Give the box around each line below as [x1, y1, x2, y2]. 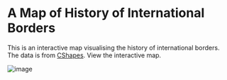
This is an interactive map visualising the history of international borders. [7, 43, 220, 52]
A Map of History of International [7, 5, 205, 21]
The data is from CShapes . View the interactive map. [7, 51, 162, 59]
